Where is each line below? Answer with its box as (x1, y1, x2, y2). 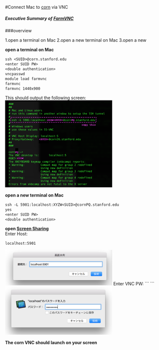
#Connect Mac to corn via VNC (5, 4, 68, 10)
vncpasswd (5, 71, 25, 76)
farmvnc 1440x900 (5, 86, 41, 91)
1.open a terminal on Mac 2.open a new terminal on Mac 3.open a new (5, 37, 147, 43)
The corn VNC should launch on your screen (5, 339, 97, 345)
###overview (5, 27, 32, 33)
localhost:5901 (5, 241, 36, 246)
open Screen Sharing (5, 225, 49, 232)
